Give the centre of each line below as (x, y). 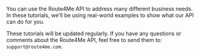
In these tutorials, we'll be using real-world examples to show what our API (100, 15)
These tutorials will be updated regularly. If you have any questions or (94, 33)
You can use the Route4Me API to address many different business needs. (100, 9)
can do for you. (25, 22)
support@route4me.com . (34, 46)
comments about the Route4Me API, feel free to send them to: (84, 40)
